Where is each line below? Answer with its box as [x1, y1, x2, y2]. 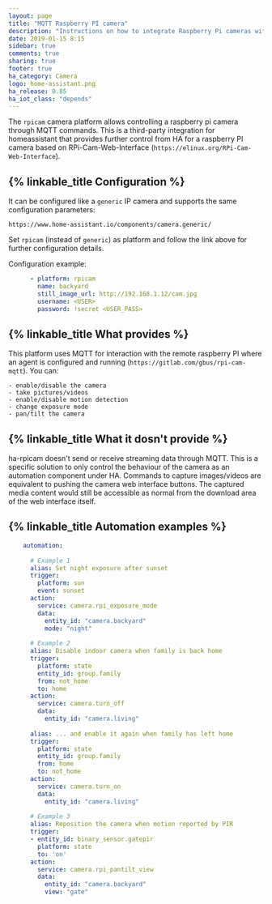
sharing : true [8, 58, 57, 66]
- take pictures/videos [8, 389, 89, 397]
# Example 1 [29, 556, 70, 565]
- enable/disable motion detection [8, 396, 129, 404]
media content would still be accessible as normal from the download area [8, 488, 257, 498]
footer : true [8, 65, 53, 73]
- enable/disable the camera [8, 382, 107, 390]
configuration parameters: [8, 205, 96, 215]
